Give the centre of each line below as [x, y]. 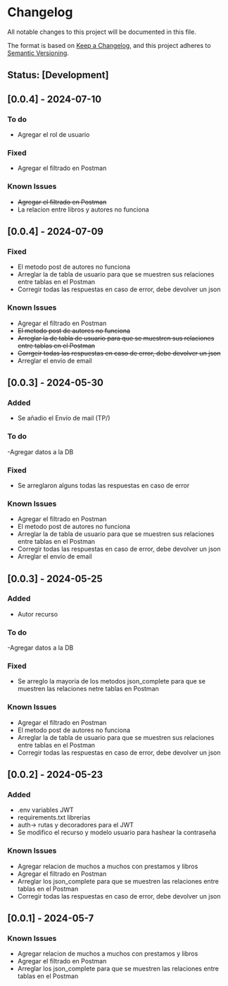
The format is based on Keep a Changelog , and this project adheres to [109, 45]
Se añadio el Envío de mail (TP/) [64, 418]
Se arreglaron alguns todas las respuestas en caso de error [103, 485]
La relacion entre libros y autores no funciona [83, 209]
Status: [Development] [58, 75]
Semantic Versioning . [38, 53]
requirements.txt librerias [54, 817]
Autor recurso [38, 614]
